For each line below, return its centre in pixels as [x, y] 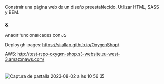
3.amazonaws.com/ [25, 59]
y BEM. [12, 12]
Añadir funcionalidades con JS [36, 35]
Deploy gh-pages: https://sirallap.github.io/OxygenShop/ [62, 45]
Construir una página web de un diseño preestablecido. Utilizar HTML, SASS [82, 7]
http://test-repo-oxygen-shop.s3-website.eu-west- [69, 54]
